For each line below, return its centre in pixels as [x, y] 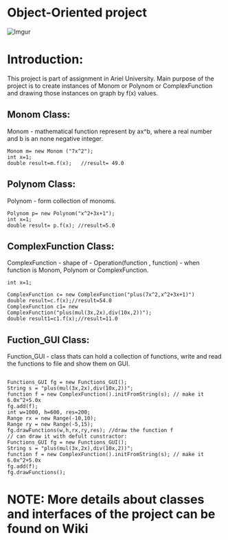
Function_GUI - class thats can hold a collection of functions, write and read [114, 357]
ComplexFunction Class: [61, 246]
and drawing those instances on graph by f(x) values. [83, 93]
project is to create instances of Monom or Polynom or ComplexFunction [110, 86]
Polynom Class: [41, 184]
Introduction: [45, 59]
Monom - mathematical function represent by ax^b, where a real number [110, 131]
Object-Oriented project [77, 13]
